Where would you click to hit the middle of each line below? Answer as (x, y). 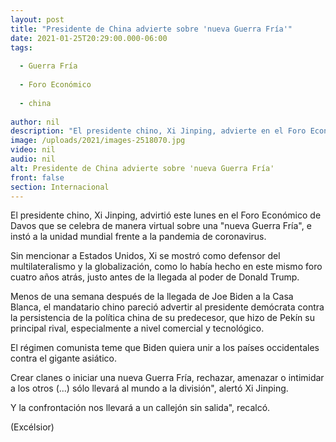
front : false (37, 177)
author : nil (35, 122)
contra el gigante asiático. (63, 358)
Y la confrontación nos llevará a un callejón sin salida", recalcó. (140, 408)
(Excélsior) (32, 427)
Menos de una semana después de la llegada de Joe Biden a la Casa (152, 297)
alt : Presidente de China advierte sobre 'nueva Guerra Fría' (142, 168)
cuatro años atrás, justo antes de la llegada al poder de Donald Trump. (155, 277)
